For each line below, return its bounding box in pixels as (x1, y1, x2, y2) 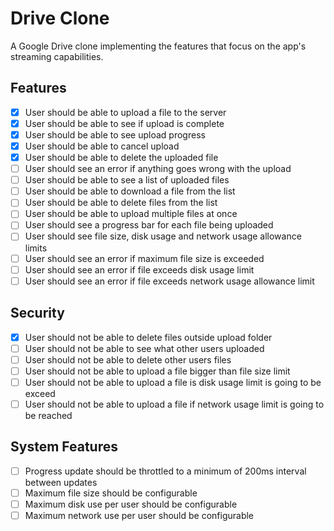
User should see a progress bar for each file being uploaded (24, 219, 274, 231)
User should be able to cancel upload (24, 140, 180, 152)
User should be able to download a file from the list (24, 185, 236, 197)
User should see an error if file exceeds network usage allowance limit (24, 275, 315, 287)
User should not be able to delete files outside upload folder (24, 331, 273, 343)
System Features (10, 438, 118, 456)
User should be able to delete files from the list (24, 197, 218, 209)
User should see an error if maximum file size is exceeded (24, 252, 265, 264)
